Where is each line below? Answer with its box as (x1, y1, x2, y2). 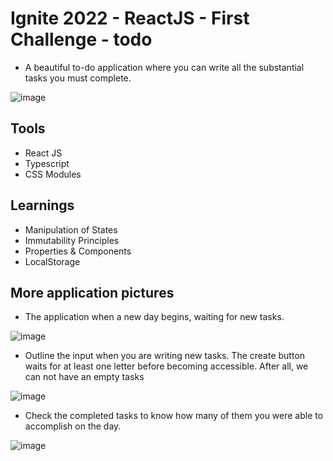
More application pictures (10, 284, 175, 301)
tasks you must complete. (24, 72, 132, 84)
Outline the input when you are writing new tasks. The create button (24, 350, 306, 362)
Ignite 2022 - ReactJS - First (10, 7, 250, 30)
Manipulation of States (24, 223, 118, 236)
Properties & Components (24, 245, 132, 257)
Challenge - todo (10, 28, 153, 51)
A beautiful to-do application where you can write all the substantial (24, 61, 305, 73)
